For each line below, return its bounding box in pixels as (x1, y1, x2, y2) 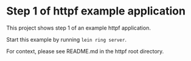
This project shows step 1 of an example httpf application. (6, 24, 151, 31)
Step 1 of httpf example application (6, 4, 186, 18)
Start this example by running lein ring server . (6, 36, 127, 43)
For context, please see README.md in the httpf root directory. (6, 47, 164, 55)
